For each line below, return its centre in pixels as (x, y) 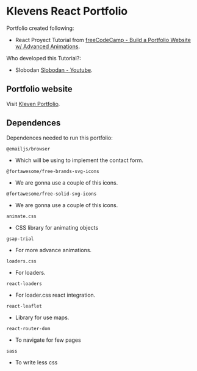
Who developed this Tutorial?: (44, 58)
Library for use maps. (42, 317)
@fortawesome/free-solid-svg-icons (52, 194)
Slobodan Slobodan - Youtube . (54, 70)
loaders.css (21, 261)
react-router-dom (28, 328)
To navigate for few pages (48, 340)
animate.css (21, 216)
